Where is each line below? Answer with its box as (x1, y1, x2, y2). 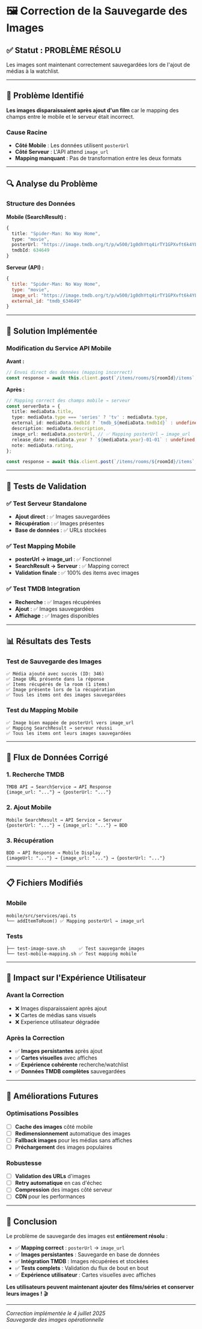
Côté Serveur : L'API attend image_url (14, 148, 109, 156)
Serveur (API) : (6, 264, 44, 271)
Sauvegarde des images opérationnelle (6, 1316, 104, 1324)
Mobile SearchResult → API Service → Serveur (6, 817, 122, 823)
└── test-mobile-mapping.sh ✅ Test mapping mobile (6, 950, 137, 957)
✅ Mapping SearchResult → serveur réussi (6, 725, 113, 731)
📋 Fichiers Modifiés (6, 878, 83, 888)
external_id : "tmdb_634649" (11, 298, 82, 304)
